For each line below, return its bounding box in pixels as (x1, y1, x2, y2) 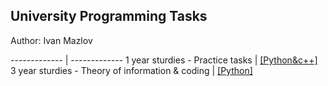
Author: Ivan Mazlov (10, 34, 93, 46)
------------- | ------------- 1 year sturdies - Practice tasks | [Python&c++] (10, 54, 318, 66)
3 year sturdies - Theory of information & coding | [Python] (10, 64, 253, 76)
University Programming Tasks (10, 8, 208, 25)
